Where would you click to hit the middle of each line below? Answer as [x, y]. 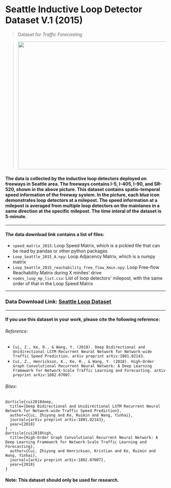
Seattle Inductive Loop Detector [74, 9]
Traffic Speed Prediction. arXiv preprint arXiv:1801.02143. [79, 356]
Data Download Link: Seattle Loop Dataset [58, 301]
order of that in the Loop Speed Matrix [53, 284]
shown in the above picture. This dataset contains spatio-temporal [88, 189]
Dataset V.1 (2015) [44, 20]
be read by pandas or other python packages [60, 251]
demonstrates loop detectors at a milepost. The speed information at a [81, 200]
